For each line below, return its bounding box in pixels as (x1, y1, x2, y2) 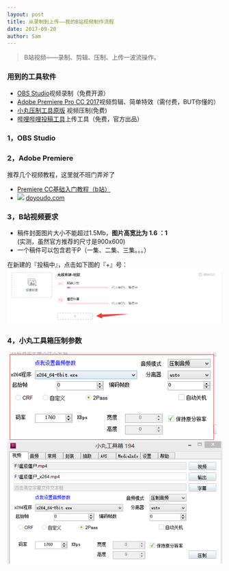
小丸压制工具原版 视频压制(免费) (16, 106, 107, 114)
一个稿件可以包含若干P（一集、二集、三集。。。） (16, 246, 150, 254)
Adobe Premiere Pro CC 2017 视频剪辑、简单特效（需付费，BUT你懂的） (16, 97, 220, 106)
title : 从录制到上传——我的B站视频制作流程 (7, 18, 114, 25)
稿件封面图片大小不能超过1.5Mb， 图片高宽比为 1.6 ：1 (16, 229, 167, 237)
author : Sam (7, 33, 41, 40)
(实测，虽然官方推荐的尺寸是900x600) (16, 237, 126, 246)
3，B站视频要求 (7, 212, 59, 221)
